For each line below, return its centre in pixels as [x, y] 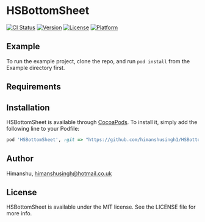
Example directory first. [36, 68]
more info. [19, 213]
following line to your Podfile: [43, 128]
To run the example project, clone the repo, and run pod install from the [98, 61]
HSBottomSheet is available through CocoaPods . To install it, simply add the [102, 122]
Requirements [34, 87]
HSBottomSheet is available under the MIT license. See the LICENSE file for [101, 207]
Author [20, 159]
